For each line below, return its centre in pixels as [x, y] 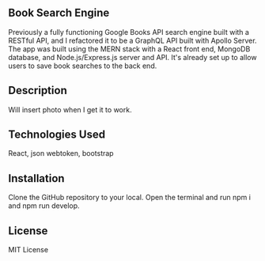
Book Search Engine [59, 13]
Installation [36, 178]
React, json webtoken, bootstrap [61, 153]
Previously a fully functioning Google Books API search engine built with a [129, 32]
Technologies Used [57, 135]
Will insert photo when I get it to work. [70, 109]
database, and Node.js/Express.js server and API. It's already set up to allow [132, 57]
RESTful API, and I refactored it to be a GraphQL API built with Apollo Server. [132, 40]
